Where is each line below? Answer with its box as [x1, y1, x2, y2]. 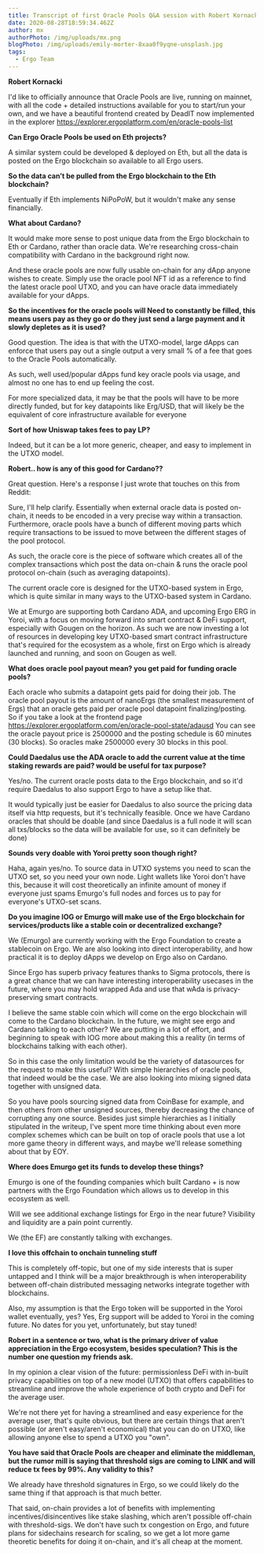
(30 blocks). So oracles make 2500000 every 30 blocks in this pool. [8, 737, 228, 746]
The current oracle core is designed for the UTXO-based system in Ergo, [8, 583, 244, 592]
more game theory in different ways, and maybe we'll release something [8, 1138, 242, 1148]
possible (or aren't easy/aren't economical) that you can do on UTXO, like [8, 1424, 246, 1434]
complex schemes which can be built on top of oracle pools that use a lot [8, 1130, 245, 1139]
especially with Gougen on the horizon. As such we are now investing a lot [8, 623, 249, 632]
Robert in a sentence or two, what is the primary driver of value [8, 1335, 218, 1344]
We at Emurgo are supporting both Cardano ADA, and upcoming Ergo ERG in [8, 607, 256, 616]
